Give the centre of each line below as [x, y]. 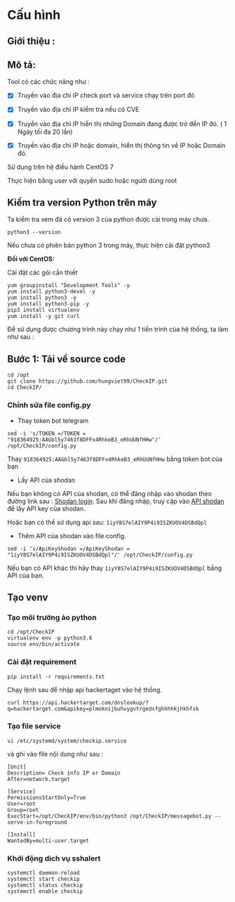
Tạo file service [34, 726]
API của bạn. [26, 575]
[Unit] [17, 767]
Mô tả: [22, 64]
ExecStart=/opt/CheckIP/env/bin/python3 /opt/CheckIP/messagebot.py [109, 816]
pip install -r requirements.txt [56, 676]
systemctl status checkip [45, 885]
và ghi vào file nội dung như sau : [55, 754]
